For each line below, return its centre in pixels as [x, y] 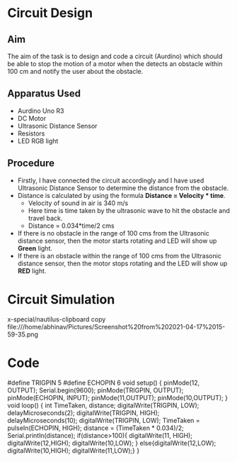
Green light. [35, 248]
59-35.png [23, 334]
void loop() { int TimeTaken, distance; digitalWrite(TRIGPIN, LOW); [103, 405]
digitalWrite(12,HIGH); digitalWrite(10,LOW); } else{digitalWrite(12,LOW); [112, 443]
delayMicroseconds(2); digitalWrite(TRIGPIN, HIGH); [83, 412]
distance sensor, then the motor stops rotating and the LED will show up [122, 263]
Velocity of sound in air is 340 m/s [78, 203]
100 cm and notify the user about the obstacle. [75, 71]
